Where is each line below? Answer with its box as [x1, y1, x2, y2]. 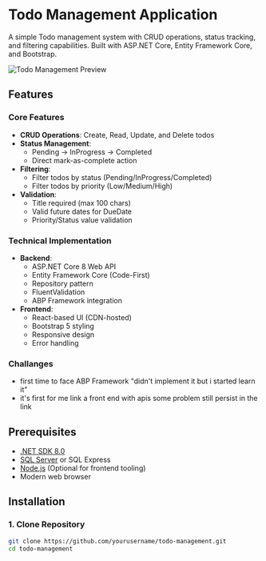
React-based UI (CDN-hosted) [31, 312, 132, 322]
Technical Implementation [8, 234, 112, 246]
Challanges [8, 358, 54, 369]
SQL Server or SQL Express [19, 455, 111, 465]
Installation [8, 495, 66, 509]
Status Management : [19, 138, 92, 148]
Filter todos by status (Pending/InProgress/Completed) [31, 172, 212, 182]
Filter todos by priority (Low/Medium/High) [31, 181, 173, 190]
